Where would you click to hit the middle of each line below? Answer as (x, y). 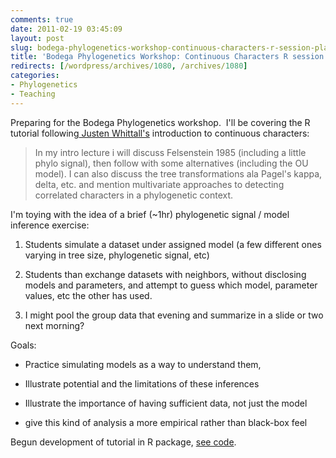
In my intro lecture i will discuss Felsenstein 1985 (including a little (170, 152)
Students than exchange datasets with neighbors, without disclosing (165, 274)
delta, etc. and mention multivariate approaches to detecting (159, 184)
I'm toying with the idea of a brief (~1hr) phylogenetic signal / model (150, 214)
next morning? (54, 325)
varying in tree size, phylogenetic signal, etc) (117, 255)
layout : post (37, 38)
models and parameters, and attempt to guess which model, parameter (171, 285)
